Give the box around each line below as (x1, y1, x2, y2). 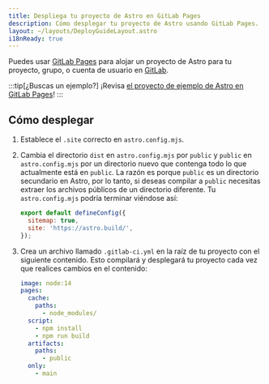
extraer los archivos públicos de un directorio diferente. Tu (19, 185, 216, 194)
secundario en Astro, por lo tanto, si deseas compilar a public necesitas (19, 176, 261, 186)
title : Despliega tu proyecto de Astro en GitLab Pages (8, 11, 201, 20)
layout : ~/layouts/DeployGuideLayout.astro (8, 27, 158, 35)
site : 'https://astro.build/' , (28, 224, 134, 232)
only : (28, 362, 46, 370)
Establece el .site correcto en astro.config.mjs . (19, 134, 185, 144)
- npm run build (35, 331, 90, 340)
